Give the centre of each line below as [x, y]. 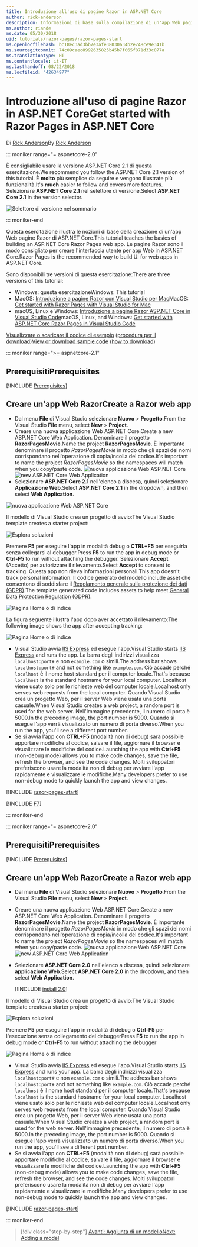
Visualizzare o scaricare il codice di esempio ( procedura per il [81, 335]
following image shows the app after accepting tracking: [74, 625]
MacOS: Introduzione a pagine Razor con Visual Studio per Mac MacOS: [101, 299]
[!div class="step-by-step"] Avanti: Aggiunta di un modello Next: [98, 1232]
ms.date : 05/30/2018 [32, 34]
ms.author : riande [29, 28]
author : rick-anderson [34, 17]
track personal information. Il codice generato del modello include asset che [98, 577]
